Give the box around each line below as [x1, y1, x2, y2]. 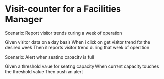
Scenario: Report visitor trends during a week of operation [5, 30, 122, 36]
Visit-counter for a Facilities [5, 3, 121, 15]
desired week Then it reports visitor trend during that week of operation [5, 44, 150, 50]
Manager [5, 14, 43, 25]
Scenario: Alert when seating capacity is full [5, 54, 94, 59]
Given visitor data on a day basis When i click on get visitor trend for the [5, 39, 150, 45]
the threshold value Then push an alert [5, 68, 83, 74]
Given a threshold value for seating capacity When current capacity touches [5, 63, 159, 69]
